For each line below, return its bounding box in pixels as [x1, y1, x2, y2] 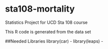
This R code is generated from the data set [5, 29, 91, 34]
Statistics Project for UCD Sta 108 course [5, 19, 88, 25]
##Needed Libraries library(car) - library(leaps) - [5, 38, 104, 44]
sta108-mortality [5, 3, 75, 15]
